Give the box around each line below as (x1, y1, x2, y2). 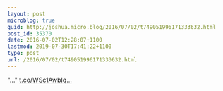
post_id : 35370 (7, 30, 52, 37)
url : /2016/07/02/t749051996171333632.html (7, 56, 138, 63)
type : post (7, 50, 40, 57)
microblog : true (7, 17, 55, 24)
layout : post (7, 10, 46, 18)
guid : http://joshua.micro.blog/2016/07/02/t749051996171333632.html (7, 23, 217, 30)
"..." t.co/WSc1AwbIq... (7, 75, 73, 84)
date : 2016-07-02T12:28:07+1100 (7, 37, 102, 44)
